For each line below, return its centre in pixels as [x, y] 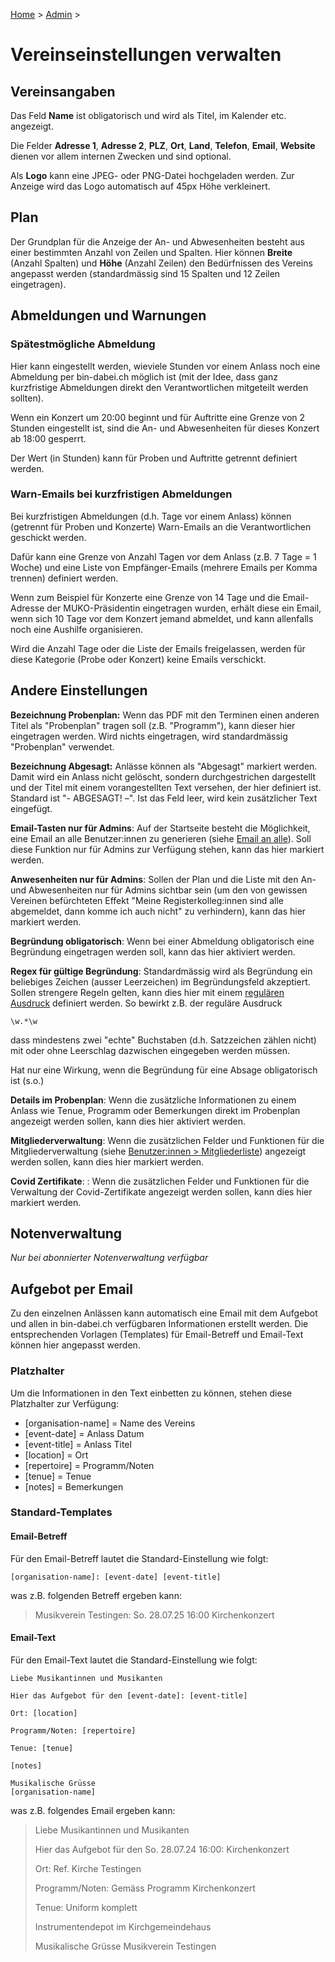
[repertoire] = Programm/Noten [89, 1465]
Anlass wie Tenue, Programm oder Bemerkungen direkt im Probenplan [155, 1110]
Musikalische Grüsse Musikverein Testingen [125, 1946]
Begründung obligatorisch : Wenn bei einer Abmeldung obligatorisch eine [162, 941]
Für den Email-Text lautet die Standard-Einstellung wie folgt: [134, 1660]
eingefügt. [31, 808]
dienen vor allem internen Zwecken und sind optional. [121, 156]
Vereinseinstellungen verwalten [146, 55]
